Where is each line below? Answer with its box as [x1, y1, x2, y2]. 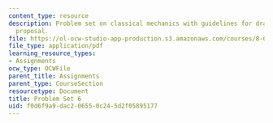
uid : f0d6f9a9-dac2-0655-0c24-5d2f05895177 [8, 102, 158, 110]
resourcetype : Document [8, 87, 89, 95]
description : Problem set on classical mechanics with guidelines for [8, 19, 253, 28]
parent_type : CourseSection [8, 79, 104, 87]
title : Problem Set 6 [8, 95, 82, 103]
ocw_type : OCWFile [8, 65, 71, 73]
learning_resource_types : [8, 49, 96, 57]
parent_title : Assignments [8, 72, 100, 80]
